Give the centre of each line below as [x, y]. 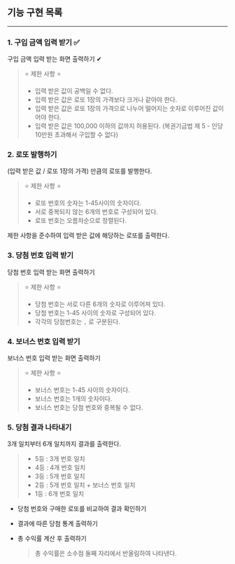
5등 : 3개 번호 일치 [60, 459]
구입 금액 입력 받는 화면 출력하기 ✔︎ [55, 59]
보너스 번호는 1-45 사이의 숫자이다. [83, 390]
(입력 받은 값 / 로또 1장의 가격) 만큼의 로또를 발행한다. [80, 171]
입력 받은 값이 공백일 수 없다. [74, 91]
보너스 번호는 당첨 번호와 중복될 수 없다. [89, 407]
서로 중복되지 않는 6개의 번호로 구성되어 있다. [97, 212]
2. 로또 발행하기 [32, 155]
